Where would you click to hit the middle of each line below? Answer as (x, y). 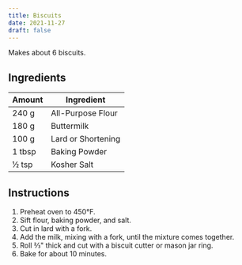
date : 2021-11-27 (37, 23)
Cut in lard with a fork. (56, 229)
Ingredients (37, 77)
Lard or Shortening (86, 139)
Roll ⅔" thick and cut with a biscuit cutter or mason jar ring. (116, 245)
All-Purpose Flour (85, 113)
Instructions (39, 193)
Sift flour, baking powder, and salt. (76, 220)
